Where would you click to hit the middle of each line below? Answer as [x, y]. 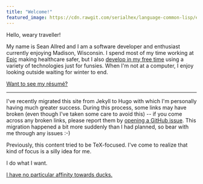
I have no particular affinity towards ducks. [60, 174]
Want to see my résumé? [37, 84]
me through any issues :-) [38, 133]
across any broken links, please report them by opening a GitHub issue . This [101, 120]
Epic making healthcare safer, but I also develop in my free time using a [95, 59]
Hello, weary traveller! [34, 34]
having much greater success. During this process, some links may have [97, 107]
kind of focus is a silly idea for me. [49, 151]
